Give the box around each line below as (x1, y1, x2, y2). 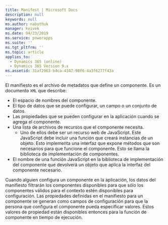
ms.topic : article (5, 49, 44, 54)
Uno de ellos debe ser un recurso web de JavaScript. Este (20, 130, 141, 135)
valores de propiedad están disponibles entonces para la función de (5, 209, 147, 215)
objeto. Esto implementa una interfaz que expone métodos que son (20, 140, 160, 146)
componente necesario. (12, 167, 62, 173)
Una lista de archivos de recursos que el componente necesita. (12, 124, 144, 130)
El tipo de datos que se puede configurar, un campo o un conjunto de (12, 103, 157, 108)
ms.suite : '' (5, 40, 33, 45)
